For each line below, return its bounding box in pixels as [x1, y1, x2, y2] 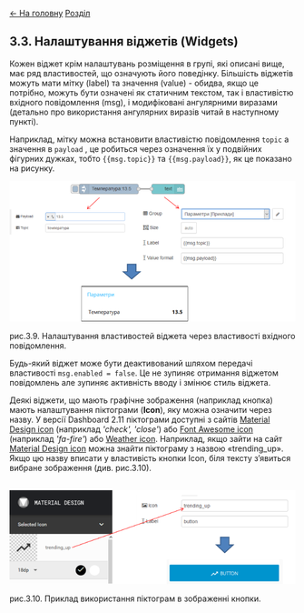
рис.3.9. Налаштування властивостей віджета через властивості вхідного [9, 330, 296, 341]
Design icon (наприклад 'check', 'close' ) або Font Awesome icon [9, 423, 254, 435]
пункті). [9, 116, 39, 126]
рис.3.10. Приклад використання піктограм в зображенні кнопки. [9, 593, 261, 604]
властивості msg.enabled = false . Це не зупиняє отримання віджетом [9, 367, 279, 378]
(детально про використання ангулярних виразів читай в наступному [9, 106, 279, 117]
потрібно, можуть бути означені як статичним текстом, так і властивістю [9, 86, 294, 98]
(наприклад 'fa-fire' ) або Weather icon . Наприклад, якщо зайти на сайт [9, 433, 283, 444]
